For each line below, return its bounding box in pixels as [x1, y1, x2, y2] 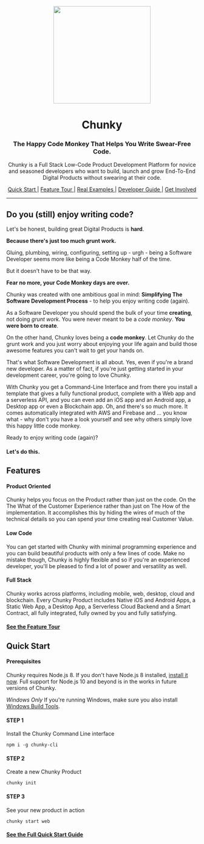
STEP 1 [6, 716, 24, 724]
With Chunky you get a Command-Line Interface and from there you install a [6, 384, 197, 391]
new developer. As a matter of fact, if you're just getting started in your [6, 365, 184, 373]
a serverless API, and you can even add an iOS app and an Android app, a [6, 396, 191, 404]
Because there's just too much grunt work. [6, 237, 117, 245]
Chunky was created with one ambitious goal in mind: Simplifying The [6, 291, 183, 298]
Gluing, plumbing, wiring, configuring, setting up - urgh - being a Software [6, 249, 192, 256]
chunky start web [6, 818, 50, 825]
